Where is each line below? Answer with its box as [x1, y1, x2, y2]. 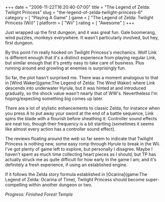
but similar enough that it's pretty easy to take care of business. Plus [5, 60, 144, 66]
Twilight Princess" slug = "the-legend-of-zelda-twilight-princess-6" [5, 9, 143, 15]
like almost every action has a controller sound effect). [5, 126, 116, 132]
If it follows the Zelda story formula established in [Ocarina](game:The [5, 171, 148, 177]
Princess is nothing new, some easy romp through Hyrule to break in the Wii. [5, 141, 161, 147]
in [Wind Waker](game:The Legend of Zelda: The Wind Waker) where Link [5, 80, 155, 86]
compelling [5, 182, 28, 188]
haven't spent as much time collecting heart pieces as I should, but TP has [5, 151, 156, 157]
